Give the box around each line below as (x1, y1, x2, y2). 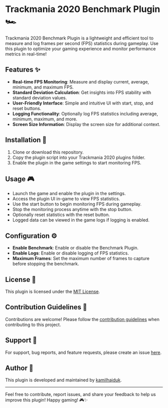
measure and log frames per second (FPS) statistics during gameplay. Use (5, 40, 158, 46)
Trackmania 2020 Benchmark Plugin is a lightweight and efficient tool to (5, 35, 154, 41)
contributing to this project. (5, 321, 61, 327)
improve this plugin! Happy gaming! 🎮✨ (5, 397, 88, 403)
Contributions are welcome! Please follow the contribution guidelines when (5, 316, 160, 322)
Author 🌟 (5, 364, 33, 372)
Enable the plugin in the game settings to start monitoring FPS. (12, 159, 141, 165)
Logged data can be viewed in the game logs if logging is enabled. (12, 217, 150, 223)
